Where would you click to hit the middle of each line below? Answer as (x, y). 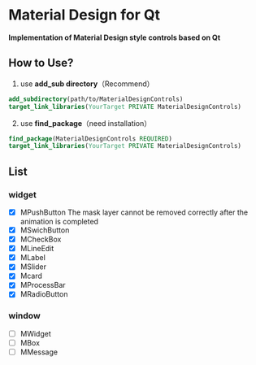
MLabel (33, 258)
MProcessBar (43, 285)
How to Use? (41, 63)
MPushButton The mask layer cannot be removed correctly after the (134, 212)
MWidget (35, 333)
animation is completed (59, 222)
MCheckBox (41, 239)
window (24, 316)
